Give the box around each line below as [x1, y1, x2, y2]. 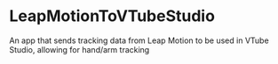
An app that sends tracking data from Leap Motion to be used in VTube [9, 35, 269, 46]
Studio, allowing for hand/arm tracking [9, 44, 150, 54]
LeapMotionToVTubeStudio [9, 6, 216, 26]
